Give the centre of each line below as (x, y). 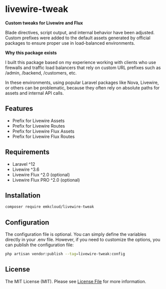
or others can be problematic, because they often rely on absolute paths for (83, 87)
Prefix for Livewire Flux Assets (43, 131)
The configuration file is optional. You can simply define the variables (76, 234)
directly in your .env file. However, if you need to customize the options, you (83, 240)
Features (19, 108)
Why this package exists (31, 53)
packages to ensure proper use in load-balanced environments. (70, 43)
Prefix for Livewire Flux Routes (44, 136)
